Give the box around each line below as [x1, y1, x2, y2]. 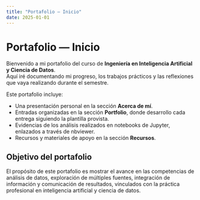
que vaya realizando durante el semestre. [6, 79, 109, 86]
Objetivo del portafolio [6, 151, 92, 162]
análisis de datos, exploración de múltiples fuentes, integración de [6, 174, 170, 181]
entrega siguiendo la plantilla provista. [14, 115, 109, 123]
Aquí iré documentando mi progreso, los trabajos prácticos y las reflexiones [6, 73, 194, 80]
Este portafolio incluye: [6, 91, 63, 98]
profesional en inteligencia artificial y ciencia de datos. [6, 187, 141, 194]
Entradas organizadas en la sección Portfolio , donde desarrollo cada [14, 109, 186, 116]
